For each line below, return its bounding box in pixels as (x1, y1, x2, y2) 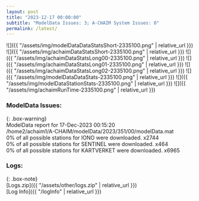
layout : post (6, 8, 39, 15)
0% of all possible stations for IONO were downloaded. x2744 (6, 134, 159, 141)
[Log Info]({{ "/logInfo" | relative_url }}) (6, 188, 102, 195)
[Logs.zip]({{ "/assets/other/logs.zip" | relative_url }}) (6, 181, 137, 188)
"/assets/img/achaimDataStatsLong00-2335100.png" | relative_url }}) (14, 54, 185, 62)
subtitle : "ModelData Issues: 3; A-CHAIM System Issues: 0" (6, 20, 160, 26)
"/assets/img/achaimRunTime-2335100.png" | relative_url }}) (6, 86, 156, 93)
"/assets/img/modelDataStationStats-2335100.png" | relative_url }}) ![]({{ (6, 80, 186, 87)
